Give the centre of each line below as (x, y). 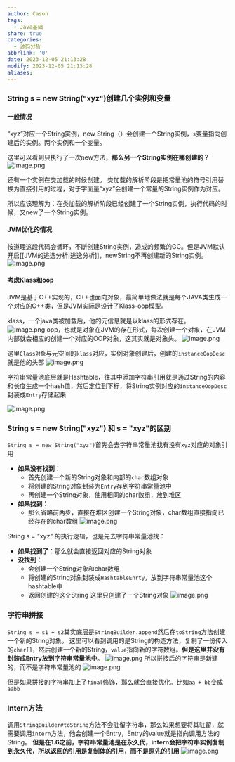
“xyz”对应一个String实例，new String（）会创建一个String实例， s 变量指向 (114, 134)
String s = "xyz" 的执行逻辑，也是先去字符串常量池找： (86, 536)
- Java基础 (28, 27)
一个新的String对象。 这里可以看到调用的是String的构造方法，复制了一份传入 (117, 640)
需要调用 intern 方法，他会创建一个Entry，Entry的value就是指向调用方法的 (113, 733)
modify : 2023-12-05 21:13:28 (50, 66)
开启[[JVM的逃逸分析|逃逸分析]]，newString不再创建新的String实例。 (107, 255)
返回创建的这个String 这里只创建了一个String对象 (98, 595)
